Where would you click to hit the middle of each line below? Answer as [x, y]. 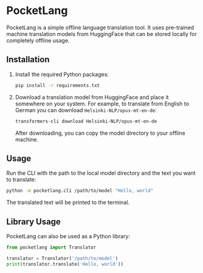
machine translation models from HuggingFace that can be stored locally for [102, 34]
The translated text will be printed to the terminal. [68, 202]
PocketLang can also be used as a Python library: [68, 236]
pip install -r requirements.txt [57, 85]
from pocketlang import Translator [51, 247]
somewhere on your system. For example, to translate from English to [102, 104]
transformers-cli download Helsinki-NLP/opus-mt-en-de [86, 121]
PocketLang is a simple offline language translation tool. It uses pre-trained [100, 27]
